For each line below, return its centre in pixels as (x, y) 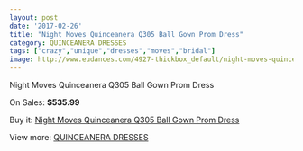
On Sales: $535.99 (45, 102)
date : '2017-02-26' (46, 26)
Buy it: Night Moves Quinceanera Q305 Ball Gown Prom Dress (124, 120)
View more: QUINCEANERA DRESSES (79, 137)
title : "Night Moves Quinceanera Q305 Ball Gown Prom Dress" (127, 34)
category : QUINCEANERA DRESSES (68, 43)
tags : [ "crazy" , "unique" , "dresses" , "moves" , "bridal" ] (113, 51)
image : (22, 59)
